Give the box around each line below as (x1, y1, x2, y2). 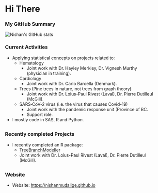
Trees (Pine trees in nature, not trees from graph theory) (19, 86, 132, 92)
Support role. (26, 112, 53, 117)
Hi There (5, 3, 40, 15)
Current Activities (5, 44, 48, 50)
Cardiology (19, 75, 42, 81)
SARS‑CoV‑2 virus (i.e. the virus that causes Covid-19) (19, 101, 128, 107)
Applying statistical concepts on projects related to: (12, 55, 115, 61)
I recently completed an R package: (12, 142, 83, 147)
